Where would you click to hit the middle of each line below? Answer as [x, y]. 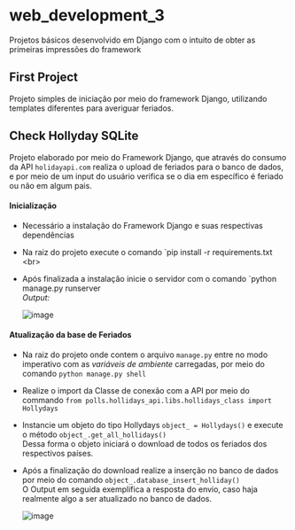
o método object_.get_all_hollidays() [94, 434]
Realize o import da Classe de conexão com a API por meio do [136, 390]
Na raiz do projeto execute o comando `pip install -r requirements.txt [147, 252]
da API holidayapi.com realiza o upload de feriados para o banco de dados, [147, 167]
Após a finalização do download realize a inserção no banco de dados [150, 470]
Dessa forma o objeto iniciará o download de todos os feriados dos [144, 443]
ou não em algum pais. [51, 185]
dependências [48, 235]
